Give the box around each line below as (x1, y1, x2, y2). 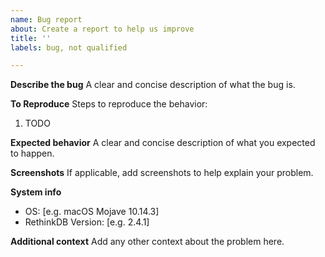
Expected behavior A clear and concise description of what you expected (10, 137, 316, 149)
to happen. (10, 147, 55, 160)
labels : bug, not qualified (10, 42, 128, 53)
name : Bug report (10, 14, 83, 25)
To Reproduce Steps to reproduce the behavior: (10, 98, 208, 110)
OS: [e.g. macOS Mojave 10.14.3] (24, 206, 160, 218)
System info (10, 186, 62, 198)
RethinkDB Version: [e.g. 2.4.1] (24, 216, 150, 228)
